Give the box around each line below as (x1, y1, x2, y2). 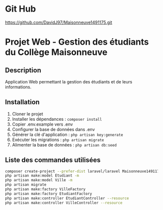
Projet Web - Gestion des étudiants (5, 36, 149, 48)
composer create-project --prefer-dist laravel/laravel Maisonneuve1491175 (5, 169, 162, 174)
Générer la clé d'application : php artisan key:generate (12, 131, 123, 137)
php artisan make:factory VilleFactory (5, 187, 86, 192)
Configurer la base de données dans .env (12, 126, 95, 132)
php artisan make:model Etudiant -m (5, 173, 79, 178)
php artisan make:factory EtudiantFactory (5, 191, 92, 196)
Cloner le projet (12, 111, 44, 117)
